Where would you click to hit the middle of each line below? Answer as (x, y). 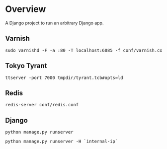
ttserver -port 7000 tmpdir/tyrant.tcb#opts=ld (64, 77)
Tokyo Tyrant (26, 66)
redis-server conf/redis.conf (42, 105)
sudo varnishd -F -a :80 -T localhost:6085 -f (63, 50)
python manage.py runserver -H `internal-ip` (62, 142)
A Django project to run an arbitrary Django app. (54, 23)
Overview (26, 9)
